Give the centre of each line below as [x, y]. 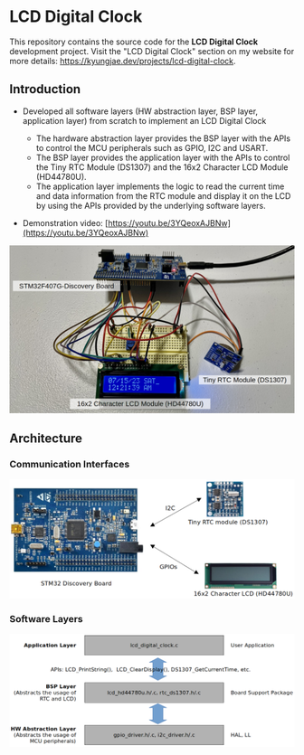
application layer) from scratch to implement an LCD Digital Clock [144, 120]
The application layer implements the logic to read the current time [160, 186]
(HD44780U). [62, 176]
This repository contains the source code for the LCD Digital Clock [134, 42]
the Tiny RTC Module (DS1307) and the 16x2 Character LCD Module [162, 167]
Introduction [45, 89]
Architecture [46, 439]
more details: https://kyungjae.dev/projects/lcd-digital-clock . [123, 61]
